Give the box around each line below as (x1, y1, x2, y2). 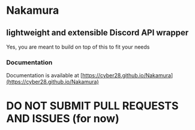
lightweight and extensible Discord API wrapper (6, 28, 189, 38)
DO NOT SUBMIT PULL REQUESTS (6, 99, 179, 113)
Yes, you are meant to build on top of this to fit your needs (6, 43, 150, 50)
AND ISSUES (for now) (6, 112, 119, 126)
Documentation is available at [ (6, 72, 83, 79)
